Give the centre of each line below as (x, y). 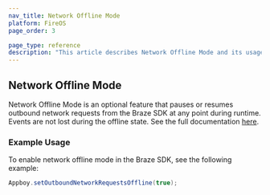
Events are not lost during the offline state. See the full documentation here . (134, 121)
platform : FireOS (37, 23)
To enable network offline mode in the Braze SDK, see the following (120, 160)
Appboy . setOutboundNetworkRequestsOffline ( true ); (93, 183)
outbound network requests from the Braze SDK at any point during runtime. (135, 112)
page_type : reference (45, 45)
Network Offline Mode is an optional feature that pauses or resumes (121, 104)
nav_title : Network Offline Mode (64, 16)
